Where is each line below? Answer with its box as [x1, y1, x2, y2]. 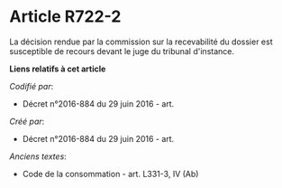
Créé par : [9, 116, 45, 127]
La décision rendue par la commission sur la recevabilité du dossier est [9, 36, 273, 47]
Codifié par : [9, 80, 54, 91]
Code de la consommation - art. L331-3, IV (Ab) [22, 168, 199, 179]
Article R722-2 [9, 6, 122, 27]
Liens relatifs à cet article [9, 63, 106, 74]
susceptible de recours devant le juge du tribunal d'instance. [9, 45, 234, 56]
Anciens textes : [9, 151, 68, 162]
